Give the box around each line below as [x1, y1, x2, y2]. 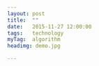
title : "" [7, 17, 39, 24]
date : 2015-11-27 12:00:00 [7, 23, 92, 30]
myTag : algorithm [7, 36, 61, 43]
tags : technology [7, 29, 64, 37]
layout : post [7, 10, 45, 17]
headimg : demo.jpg [7, 42, 61, 49]
